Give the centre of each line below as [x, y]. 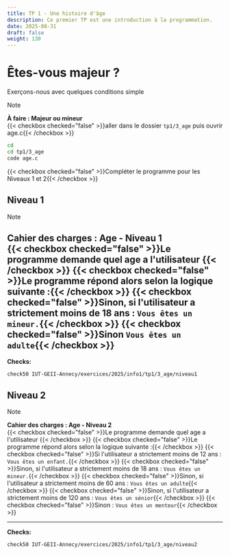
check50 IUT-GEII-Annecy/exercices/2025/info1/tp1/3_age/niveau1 [102, 374]
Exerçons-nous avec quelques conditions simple [76, 92]
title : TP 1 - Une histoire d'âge [56, 13]
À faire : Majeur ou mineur [45, 119]
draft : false [26, 33]
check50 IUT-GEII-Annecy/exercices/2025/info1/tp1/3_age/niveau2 [102, 545]
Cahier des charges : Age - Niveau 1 [85, 238]
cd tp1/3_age [26, 151]
